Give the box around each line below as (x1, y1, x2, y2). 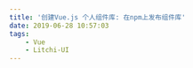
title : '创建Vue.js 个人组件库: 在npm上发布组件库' (9, 12, 186, 22)
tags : (9, 29, 29, 38)
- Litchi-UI (25, 46, 69, 55)
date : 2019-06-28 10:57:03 (9, 21, 109, 30)
